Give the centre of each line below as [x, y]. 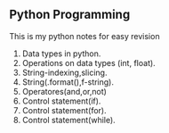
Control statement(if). [61, 101]
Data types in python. [61, 54]
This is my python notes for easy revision [84, 36]
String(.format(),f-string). [68, 82]
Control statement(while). [68, 120]
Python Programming [70, 15]
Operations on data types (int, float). [89, 62]
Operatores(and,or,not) [64, 91]
